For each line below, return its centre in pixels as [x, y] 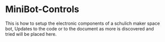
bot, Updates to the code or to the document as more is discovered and [79, 28]
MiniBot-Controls [42, 9]
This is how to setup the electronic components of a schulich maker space [82, 23]
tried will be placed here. [31, 34]
